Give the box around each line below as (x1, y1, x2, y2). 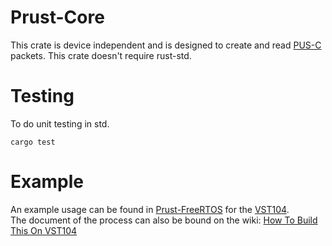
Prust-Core (10, 6, 105, 29)
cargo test (10, 137, 56, 147)
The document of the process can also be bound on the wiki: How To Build (10, 214, 318, 226)
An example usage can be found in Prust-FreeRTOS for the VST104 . (10, 203, 290, 215)
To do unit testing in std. (10, 117, 110, 130)
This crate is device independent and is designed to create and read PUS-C (10, 39, 322, 51)
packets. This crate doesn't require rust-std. (10, 49, 192, 61)
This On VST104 (10, 224, 78, 236)
